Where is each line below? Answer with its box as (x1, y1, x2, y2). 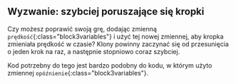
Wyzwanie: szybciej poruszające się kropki (7, 6, 205, 18)
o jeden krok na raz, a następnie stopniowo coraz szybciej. (7, 47, 180, 56)
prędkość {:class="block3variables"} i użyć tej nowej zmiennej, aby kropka (7, 32, 224, 41)
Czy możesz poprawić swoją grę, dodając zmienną (7, 24, 157, 33)
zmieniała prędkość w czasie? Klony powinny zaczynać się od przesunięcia (7, 39, 230, 48)
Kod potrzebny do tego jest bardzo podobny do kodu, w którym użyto (7, 61, 212, 70)
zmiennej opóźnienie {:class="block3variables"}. (7, 68, 149, 77)
